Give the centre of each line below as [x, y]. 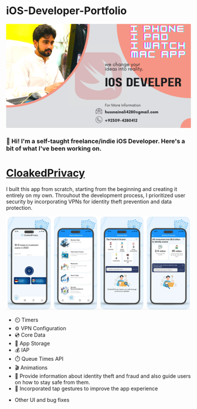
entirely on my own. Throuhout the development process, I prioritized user [96, 196]
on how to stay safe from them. [52, 383]
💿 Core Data [30, 335]
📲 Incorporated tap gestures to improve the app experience [86, 388]
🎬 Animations [31, 368]
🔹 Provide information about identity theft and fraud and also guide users [103, 376]
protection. [19, 208]
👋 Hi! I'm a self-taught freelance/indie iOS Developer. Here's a [96, 141]
